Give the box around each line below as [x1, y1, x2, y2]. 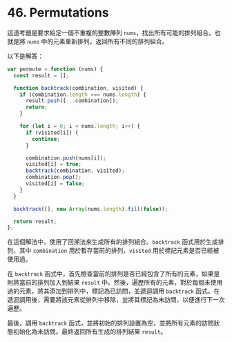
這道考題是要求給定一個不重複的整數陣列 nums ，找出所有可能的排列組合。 [7, 28, 215, 37]
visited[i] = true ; [25, 161, 81, 168]
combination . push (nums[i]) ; [25, 154, 107, 162]
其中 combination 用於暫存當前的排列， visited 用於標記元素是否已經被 [19, 247, 220, 255]
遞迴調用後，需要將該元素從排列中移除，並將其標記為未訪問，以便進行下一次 [7, 296, 225, 304]
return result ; [13, 218, 57, 225]
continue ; [32, 135, 60, 142]
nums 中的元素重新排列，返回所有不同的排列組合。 [26, 37, 168, 46]
